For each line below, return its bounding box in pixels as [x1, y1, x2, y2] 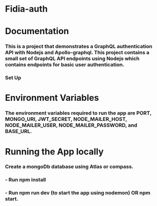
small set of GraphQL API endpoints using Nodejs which [5, 55, 140, 62]
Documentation [5, 26, 70, 37]
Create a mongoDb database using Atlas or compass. [5, 163, 134, 170]
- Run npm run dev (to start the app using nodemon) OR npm [5, 189, 151, 196]
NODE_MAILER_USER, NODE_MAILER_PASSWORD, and [5, 122, 138, 129]
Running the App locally [5, 146, 104, 157]
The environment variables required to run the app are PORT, [5, 110, 152, 116]
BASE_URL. [5, 128, 33, 135]
